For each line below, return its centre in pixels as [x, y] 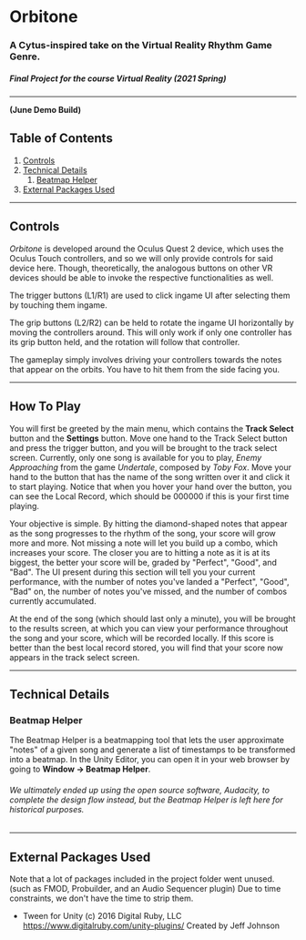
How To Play [46, 407]
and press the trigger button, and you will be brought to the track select [143, 447]
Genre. [25, 56]
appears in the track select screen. [75, 657]
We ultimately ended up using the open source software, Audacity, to [140, 790]
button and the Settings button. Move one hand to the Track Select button [148, 438]
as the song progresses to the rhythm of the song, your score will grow [143, 533]
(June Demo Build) [46, 110]
